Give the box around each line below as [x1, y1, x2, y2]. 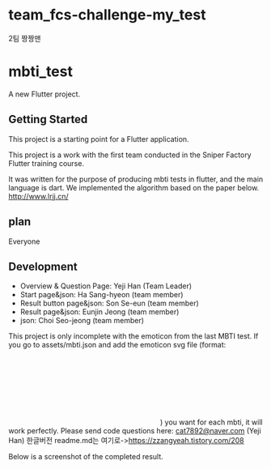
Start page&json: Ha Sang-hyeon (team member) [19, 290, 184, 300]
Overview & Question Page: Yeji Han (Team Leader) [19, 281, 193, 291]
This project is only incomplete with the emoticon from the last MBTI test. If [8, 331, 259, 341]
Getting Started [8, 113, 88, 126]
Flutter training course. [8, 158, 85, 168]
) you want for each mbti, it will [160, 417, 263, 427]
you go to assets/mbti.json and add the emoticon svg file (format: [8, 340, 227, 350]
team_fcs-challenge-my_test [8, 6, 206, 24]
